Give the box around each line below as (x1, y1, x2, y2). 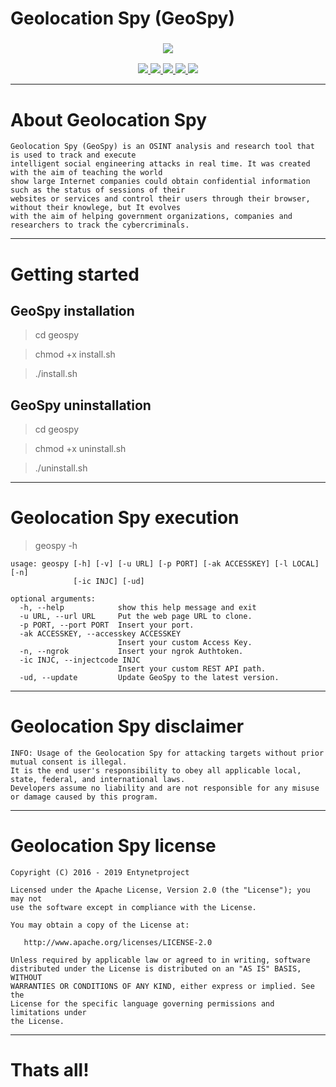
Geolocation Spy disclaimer (10, 715, 245, 738)
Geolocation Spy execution (10, 507, 240, 529)
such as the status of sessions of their (10, 185, 186, 196)
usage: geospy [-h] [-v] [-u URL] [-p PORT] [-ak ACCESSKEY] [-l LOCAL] (10, 559, 320, 569)
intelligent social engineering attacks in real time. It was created (10, 159, 311, 169)
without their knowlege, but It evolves (10, 203, 182, 213)
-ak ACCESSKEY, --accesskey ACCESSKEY (19, 629, 182, 639)
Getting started (10, 263, 140, 286)
